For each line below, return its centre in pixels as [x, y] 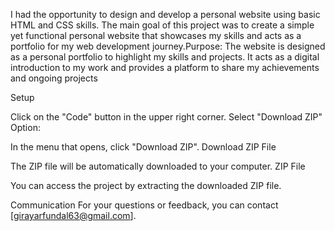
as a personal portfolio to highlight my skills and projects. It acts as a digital [165, 57]
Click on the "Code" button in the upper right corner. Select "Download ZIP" [166, 117]
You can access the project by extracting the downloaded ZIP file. [146, 185]
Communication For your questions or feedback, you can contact [144, 205]
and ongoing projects [54, 78]
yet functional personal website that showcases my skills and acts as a [156, 35]
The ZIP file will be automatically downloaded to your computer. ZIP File [158, 166]
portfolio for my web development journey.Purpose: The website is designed [168, 46]
